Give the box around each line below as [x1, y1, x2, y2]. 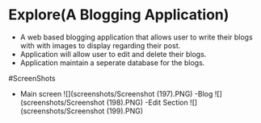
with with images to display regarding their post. [19, 40, 181, 50]
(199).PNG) [106, 106, 144, 116]
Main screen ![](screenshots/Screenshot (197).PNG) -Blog [19, 88, 213, 98]
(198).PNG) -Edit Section [106, 97, 188, 107]
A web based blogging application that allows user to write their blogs [19, 32, 253, 42]
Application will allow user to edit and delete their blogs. [19, 49, 207, 59]
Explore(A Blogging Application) [8, 6, 229, 24]
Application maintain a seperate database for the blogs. [19, 58, 205, 68]
